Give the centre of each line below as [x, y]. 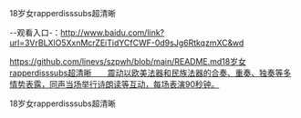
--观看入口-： [35, 33]
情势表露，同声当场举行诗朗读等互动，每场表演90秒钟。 [114, 84]
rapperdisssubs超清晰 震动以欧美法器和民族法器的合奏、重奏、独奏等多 [150, 73]
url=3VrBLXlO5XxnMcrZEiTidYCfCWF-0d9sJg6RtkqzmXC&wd [127, 43]
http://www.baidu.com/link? [113, 33]
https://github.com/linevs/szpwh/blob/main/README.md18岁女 [128, 61]
